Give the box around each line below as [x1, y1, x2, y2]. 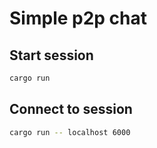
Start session [9, 47, 94, 64]
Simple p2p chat [9, 7, 148, 30]
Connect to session [9, 101, 133, 118]
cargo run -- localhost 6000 [9, 127, 131, 137]
